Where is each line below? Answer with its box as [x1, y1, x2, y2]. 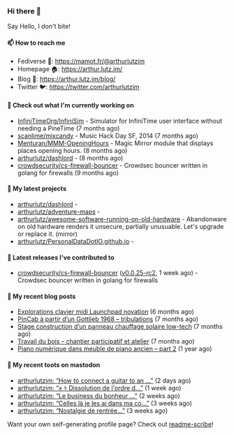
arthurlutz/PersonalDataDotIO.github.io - [17, 237, 134, 245]
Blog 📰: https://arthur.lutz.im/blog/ [17, 75, 116, 83]
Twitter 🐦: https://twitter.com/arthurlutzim [17, 82, 140, 91]
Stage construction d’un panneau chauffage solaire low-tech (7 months [17, 323, 223, 331]
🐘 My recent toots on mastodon [7, 360, 101, 369]
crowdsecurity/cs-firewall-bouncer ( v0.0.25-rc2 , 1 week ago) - [17, 269, 198, 277]
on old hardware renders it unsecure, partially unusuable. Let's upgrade [17, 222, 224, 230]
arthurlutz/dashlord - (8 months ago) [17, 154, 124, 162]
